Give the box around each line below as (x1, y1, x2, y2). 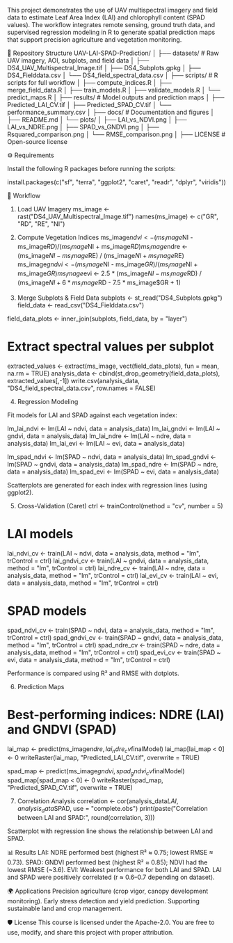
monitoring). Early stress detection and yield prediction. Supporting (7, 896, 200, 905)
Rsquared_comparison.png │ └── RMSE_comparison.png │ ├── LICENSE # (7, 130, 226, 138)
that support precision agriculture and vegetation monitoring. (7, 35, 182, 44)
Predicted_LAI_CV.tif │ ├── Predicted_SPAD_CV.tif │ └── (7, 101, 172, 108)
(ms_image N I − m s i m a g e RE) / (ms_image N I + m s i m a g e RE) (17, 251, 184, 261)
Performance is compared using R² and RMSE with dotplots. (7, 669, 179, 677)
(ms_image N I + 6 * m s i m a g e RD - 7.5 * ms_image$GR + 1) (17, 278, 181, 288)
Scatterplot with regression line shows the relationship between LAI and (7, 827, 214, 835)
